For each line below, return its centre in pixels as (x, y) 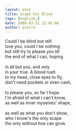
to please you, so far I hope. (33, 93)
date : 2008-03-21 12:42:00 (32, 23)
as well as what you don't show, (37, 113)
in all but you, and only (27, 67)
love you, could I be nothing (32, 46)
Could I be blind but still (28, 41)
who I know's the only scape (33, 118)
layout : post (18, 9)
